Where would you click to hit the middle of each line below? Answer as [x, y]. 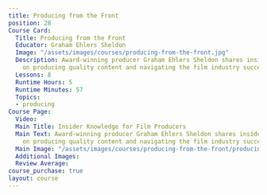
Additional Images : [48, 156]
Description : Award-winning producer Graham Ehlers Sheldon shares [130, 60]
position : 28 [30, 23]
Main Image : [35, 149]
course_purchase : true [46, 171]
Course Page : [30, 112]
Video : [26, 119]
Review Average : [42, 164]
